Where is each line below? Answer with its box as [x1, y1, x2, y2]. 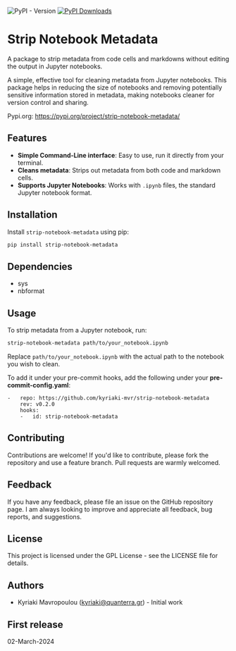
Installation [7, 209, 58, 221]
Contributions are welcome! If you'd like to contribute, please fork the [7, 451, 209, 459]
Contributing [7, 432, 65, 444]
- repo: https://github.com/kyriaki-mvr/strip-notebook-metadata [7, 395, 210, 402]
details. [7, 559, 29, 567]
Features [7, 132, 47, 144]
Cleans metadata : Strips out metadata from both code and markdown [17, 166, 221, 174]
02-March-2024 [7, 638, 55, 645]
